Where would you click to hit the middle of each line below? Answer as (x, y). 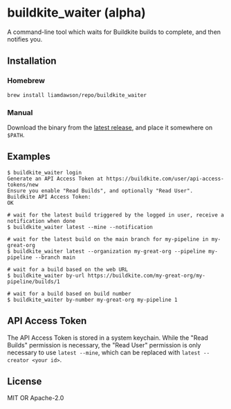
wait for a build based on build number (72, 293)
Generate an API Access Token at (55, 179)
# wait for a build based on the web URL (68, 269)
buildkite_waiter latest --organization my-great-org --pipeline (110, 251)
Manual (20, 112)
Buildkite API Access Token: (49, 197)
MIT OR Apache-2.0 (36, 398)
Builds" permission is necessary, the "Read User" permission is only (104, 345)
